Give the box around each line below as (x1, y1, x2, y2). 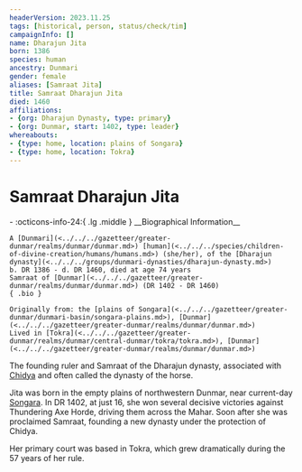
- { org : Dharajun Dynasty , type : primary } (9, 114, 171, 123)
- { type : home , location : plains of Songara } (9, 139, 183, 148)
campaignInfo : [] (9, 30, 75, 39)
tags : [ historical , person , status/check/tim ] (9, 22, 188, 31)
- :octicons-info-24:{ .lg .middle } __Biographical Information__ (9, 216, 241, 227)
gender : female (9, 72, 67, 81)
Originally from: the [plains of (9, 304, 135, 314)
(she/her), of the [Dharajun (162, 249, 272, 258)
